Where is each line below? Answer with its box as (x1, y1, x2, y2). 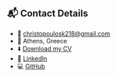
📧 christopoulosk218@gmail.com (17, 29, 110, 38)
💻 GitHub (17, 62, 45, 70)
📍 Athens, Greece (17, 36, 67, 45)
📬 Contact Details (7, 8, 88, 19)
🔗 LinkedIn (17, 54, 47, 63)
